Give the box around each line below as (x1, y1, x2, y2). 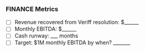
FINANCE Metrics (5, 5, 59, 13)
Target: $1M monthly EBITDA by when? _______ (14, 39, 130, 47)
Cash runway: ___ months (14, 32, 78, 39)
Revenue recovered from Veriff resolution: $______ (14, 19, 139, 26)
